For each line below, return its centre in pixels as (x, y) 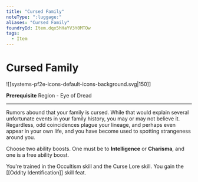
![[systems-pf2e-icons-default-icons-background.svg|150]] (79, 84)
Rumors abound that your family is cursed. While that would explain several (98, 112)
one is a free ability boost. (38, 155)
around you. (21, 137)
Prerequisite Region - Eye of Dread (49, 95)
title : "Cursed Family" (35, 11)
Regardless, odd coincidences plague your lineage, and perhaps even (91, 124)
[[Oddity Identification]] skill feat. (46, 172)
